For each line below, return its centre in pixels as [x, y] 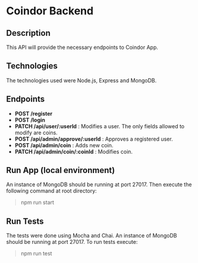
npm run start [37, 202]
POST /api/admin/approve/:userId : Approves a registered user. [94, 139]
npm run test [36, 253]
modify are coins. [36, 132]
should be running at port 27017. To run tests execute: [72, 242]
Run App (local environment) [61, 170]
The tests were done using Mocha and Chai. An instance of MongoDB [92, 236]
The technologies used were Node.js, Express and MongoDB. [81, 80]
